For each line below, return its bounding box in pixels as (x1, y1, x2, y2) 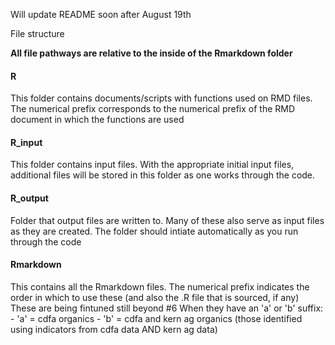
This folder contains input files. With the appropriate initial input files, (10, 159, 295, 171)
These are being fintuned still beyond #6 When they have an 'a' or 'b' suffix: (10, 302, 324, 314)
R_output (10, 192, 49, 204)
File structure (10, 28, 65, 39)
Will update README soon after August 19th (10, 9, 192, 20)
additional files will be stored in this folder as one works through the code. (10, 169, 316, 181)
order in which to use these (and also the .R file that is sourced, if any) (10, 291, 300, 303)
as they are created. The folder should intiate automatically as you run (10, 225, 299, 237)
